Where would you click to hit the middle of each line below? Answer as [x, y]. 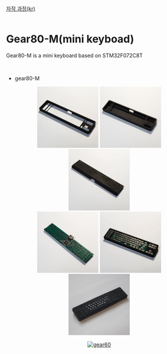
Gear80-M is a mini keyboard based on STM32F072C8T [75, 55]
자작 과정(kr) [21, 9]
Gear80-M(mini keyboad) [70, 39]
